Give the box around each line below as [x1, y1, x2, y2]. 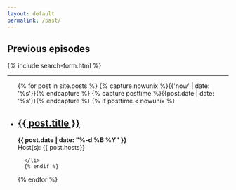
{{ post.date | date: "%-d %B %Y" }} [17, 136, 127, 144]
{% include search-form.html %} [7, 61, 102, 70]
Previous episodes [7, 43, 91, 55]
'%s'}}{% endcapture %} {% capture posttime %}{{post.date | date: [17, 89, 214, 98]
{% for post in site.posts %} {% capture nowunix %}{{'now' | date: [17, 82, 210, 90]
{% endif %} [24, 163, 59, 170]
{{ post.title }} [17, 117, 81, 129]
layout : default [7, 10, 55, 18]
